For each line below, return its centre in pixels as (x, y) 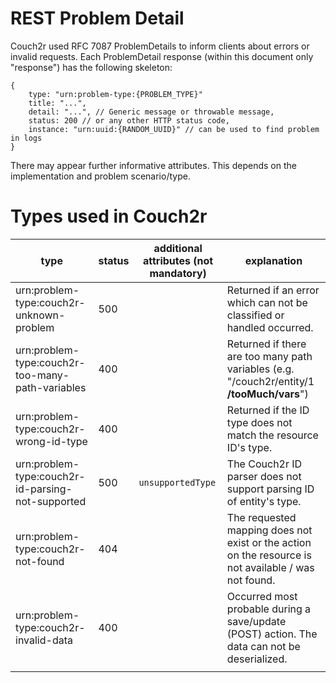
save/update (256, 621)
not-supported (51, 501)
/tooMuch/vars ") (267, 394)
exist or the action (269, 542)
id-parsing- (44, 489)
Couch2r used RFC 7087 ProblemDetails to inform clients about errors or (160, 46)
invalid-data (44, 640)
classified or (255, 315)
